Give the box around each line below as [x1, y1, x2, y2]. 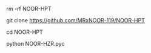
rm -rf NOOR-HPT [6, 5, 52, 12]
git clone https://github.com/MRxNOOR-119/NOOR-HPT [6, 17, 146, 23]
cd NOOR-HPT [6, 28, 44, 36]
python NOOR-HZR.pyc [6, 40, 65, 47]
